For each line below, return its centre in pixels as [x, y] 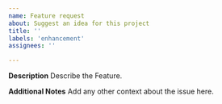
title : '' [25, 31]
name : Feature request [46, 16]
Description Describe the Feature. [65, 76]
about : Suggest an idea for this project [79, 23]
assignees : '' [32, 46]
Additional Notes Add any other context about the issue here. [111, 92]
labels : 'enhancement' [46, 38]
